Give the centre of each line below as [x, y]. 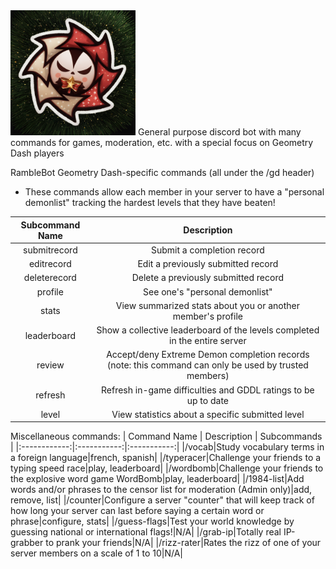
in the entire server [208, 340]
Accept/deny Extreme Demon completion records [208, 355]
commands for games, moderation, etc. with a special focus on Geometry [162, 142]
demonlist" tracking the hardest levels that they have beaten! [150, 202]
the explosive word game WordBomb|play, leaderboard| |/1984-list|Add [157, 479]
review [50, 365]
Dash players [37, 153]
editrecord [50, 263]
